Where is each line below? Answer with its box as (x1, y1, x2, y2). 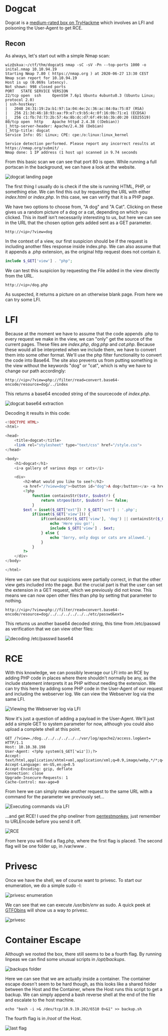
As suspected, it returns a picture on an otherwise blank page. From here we (5, 291, 163, 297)
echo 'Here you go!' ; (49, 521, 95, 526)
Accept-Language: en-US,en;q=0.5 (5, 762, 75, 767)
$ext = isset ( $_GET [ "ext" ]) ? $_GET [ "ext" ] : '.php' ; (23, 507, 137, 512)
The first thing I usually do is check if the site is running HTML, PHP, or (5, 183, 151, 189)
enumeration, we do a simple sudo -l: (5, 882, 82, 888)
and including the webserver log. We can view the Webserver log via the (5, 691, 155, 697)
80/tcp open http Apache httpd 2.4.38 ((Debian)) (5, 119, 120, 124)
